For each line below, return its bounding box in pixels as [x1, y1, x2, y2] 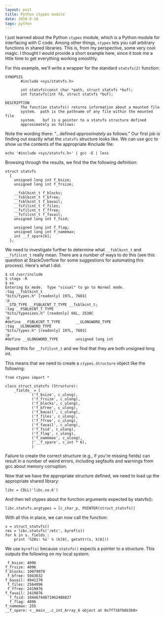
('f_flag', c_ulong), [31, 431, 76, 436]
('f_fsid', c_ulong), [31, 427, 76, 432]
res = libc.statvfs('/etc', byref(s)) [5, 529, 85, 534]
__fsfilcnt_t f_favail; [14, 212, 63, 217]
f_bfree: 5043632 [7, 574, 43, 579]
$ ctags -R [5, 276, 28, 281]
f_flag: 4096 [9, 599, 36, 605]
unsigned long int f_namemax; [14, 230, 76, 234]
